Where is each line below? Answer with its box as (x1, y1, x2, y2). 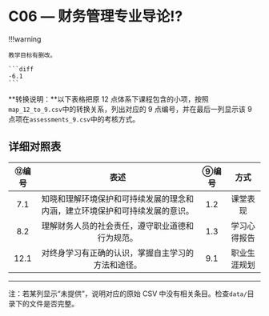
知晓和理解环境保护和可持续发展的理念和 (41, 193, 195, 204)
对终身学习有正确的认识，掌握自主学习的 (41, 247, 195, 258)
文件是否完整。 (29, 298, 78, 308)
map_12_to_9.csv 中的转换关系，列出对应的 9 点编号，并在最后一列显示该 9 (8, 104, 252, 114)
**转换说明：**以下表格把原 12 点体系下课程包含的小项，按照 (8, 94, 210, 104)
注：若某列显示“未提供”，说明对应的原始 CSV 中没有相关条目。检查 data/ (8, 289, 247, 298)
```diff (8, 65, 34, 73)
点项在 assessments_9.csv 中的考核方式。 (8, 114, 140, 124)
